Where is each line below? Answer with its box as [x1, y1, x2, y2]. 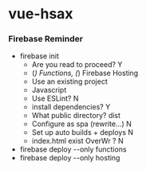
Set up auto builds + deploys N [31, 128, 134, 137]
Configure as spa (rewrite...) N [31, 119, 132, 128]
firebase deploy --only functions [19, 144, 127, 154]
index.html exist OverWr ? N [31, 136, 124, 146]
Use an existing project [31, 77, 108, 86]
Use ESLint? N [31, 93, 79, 104]
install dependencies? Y [31, 102, 111, 112]
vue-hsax [8, 5, 73, 23]
